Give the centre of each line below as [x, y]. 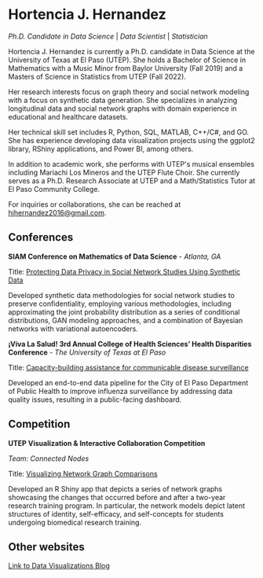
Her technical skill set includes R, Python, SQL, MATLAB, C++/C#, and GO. [129, 132]
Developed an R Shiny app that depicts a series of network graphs [115, 488]
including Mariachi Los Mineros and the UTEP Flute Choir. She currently [124, 172]
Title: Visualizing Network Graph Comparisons [83, 473]
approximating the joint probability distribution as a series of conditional [124, 311]
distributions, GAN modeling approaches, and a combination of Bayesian [126, 320]
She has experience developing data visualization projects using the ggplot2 [131, 140]
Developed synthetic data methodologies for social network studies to [122, 295]
